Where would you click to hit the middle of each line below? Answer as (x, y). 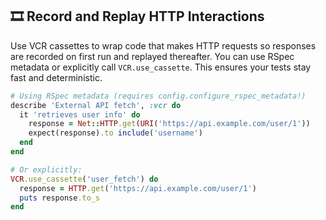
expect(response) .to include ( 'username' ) (115, 133)
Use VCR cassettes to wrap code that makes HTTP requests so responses (163, 45)
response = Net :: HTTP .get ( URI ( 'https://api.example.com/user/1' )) (169, 124)
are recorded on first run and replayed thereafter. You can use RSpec (152, 56)
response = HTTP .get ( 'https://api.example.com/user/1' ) (138, 188)
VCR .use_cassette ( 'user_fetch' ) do (84, 179)
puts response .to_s (60, 198)
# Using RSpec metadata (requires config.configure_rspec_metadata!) (158, 96)
